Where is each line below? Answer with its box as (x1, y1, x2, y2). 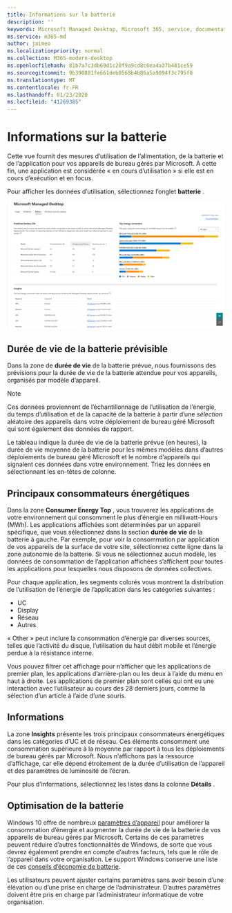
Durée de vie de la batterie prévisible (7, 343, 168, 355)
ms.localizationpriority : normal (7, 48, 104, 55)
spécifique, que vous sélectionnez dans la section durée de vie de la (7, 528, 203, 536)
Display (17, 606, 39, 614)
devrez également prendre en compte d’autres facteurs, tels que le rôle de (7, 847, 219, 856)
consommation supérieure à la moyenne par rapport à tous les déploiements (7, 744, 224, 753)
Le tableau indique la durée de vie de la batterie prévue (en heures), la (7, 439, 207, 447)
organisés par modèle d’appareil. (7, 376, 101, 385)
